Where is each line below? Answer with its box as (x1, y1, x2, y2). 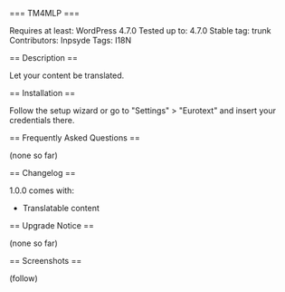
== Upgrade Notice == (9, 220, 95, 230)
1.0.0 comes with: (9, 185, 75, 196)
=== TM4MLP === (9, 8, 80, 18)
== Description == (9, 53, 79, 63)
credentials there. (9, 115, 75, 125)
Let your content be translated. (9, 70, 125, 81)
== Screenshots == (9, 256, 82, 266)
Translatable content (22, 203, 100, 213)
